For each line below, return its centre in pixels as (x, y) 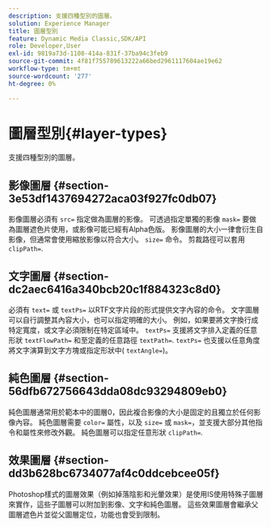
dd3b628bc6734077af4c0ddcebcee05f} (114, 474)
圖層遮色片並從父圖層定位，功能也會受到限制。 (86, 514)
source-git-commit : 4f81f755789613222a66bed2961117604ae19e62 (115, 62)
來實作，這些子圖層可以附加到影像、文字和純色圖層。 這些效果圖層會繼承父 (133, 504)
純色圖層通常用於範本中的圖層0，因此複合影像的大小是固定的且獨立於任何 (131, 412)
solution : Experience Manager (59, 24)
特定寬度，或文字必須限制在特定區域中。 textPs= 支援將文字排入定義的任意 (133, 330)
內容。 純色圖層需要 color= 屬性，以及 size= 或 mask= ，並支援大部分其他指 (139, 422)
